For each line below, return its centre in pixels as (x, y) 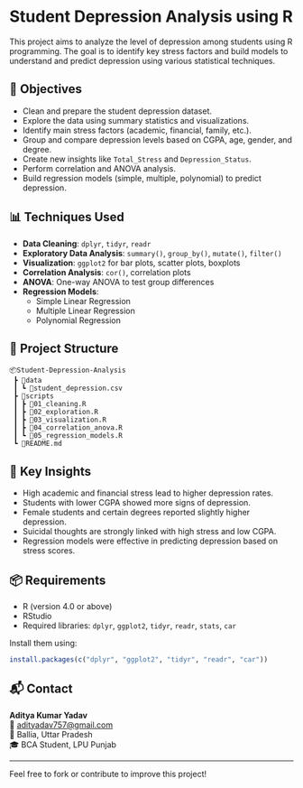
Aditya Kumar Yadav (49, 715)
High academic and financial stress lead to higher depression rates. (147, 493)
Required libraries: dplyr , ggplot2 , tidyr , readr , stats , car (129, 626)
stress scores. (49, 551)
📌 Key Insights (50, 471)
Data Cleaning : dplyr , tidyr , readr (87, 243)
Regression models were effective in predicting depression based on (150, 541)
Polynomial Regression (78, 320)
